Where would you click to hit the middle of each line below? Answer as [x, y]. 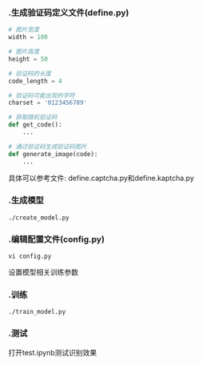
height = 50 [28, 59]
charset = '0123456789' [48, 103]
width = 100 [28, 38]
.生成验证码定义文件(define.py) [69, 12]
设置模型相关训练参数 [43, 272]
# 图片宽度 [24, 30]
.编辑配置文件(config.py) [57, 239]
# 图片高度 [24, 52]
